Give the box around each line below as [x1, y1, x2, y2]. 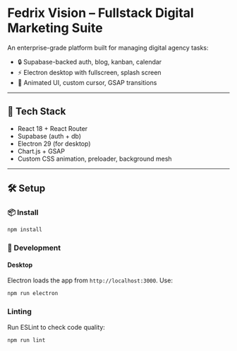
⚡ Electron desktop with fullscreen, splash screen [17, 68, 162, 76]
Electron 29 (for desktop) [17, 139, 91, 148]
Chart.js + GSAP [17, 146, 66, 155]
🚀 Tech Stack [7, 105, 66, 117]
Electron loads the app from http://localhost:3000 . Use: [7, 276, 173, 284]
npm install [7, 226, 42, 234]
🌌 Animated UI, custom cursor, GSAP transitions [17, 78, 157, 86]
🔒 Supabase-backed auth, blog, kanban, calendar [17, 57, 162, 66]
